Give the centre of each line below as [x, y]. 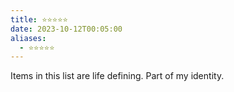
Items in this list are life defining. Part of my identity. [117, 76]
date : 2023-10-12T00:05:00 [66, 29]
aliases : [28, 38]
